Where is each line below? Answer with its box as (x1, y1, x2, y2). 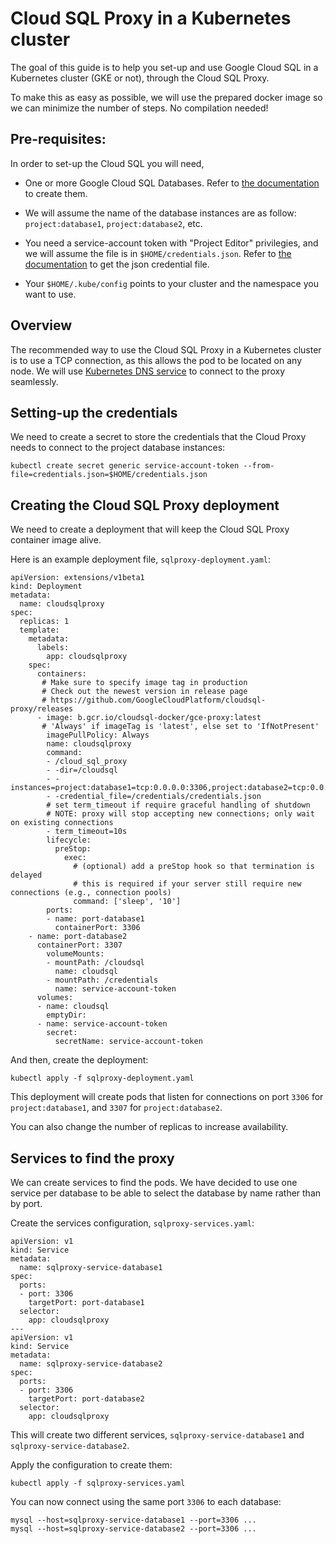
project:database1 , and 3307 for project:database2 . (10, 1102, 223, 1114)
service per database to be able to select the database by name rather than (10, 1187, 322, 1199)
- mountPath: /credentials (46, 975, 159, 986)
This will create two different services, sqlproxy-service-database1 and (10, 1429, 305, 1441)
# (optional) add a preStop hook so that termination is (73, 862, 315, 872)
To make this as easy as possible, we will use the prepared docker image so (10, 91, 323, 103)
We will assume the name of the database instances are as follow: (24, 207, 297, 219)
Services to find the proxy (10, 1150, 175, 1167)
